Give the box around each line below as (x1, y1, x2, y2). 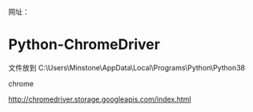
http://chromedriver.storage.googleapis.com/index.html (8, 94, 191, 104)
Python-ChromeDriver (8, 35, 160, 54)
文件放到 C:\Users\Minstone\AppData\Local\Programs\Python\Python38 (8, 62, 246, 72)
